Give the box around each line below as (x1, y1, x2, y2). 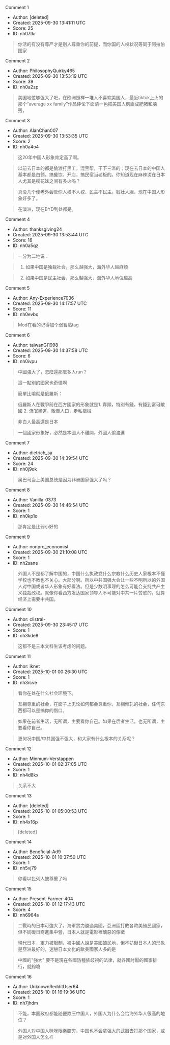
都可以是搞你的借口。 (22, 707, 67, 713)
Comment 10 (5, 606, 32, 612)
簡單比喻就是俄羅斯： (17, 391, 63, 396)
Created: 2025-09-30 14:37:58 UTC (12, 347, 88, 353)
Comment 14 (5, 839, 32, 844)
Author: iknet (12, 663, 40, 669)
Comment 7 (5, 440, 30, 446)
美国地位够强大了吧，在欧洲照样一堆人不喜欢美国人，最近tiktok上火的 (17, 95, 163, 100)
